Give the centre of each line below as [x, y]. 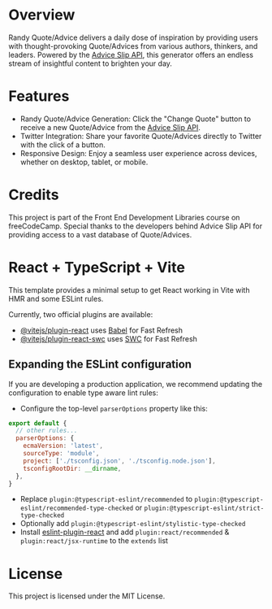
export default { [38, 423]
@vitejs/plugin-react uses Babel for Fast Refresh [101, 330]
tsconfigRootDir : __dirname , [72, 468]
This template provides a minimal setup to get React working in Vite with [129, 289]
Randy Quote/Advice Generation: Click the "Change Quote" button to [136, 119]
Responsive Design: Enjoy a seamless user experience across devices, [138, 153]
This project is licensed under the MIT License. [87, 596]
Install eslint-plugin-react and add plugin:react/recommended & [125, 532]
